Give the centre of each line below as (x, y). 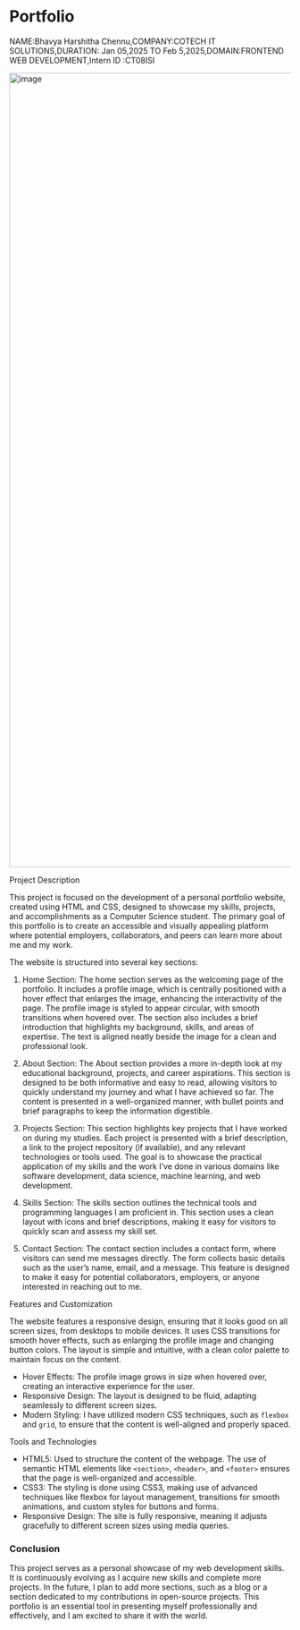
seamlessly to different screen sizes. (90, 1405)
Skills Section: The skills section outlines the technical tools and (139, 1202)
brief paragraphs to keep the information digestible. (117, 1111)
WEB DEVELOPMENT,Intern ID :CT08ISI (82, 60)
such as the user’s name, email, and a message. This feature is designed (156, 1267)
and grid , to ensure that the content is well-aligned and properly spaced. (156, 1424)
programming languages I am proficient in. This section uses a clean (148, 1212)
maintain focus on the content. (66, 1359)
